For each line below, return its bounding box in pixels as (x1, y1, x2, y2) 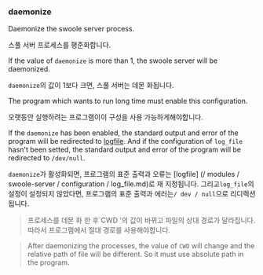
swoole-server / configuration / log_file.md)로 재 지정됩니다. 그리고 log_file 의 (8, 179, 254, 189)
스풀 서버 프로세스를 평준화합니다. (8, 40, 111, 49)
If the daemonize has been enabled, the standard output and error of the (8, 128, 239, 137)
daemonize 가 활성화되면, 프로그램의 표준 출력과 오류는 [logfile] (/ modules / (8, 170, 239, 179)
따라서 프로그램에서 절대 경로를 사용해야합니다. (27, 225, 171, 235)
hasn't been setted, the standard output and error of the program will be (8, 145, 242, 155)
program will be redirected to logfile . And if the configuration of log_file (8, 137, 243, 146)
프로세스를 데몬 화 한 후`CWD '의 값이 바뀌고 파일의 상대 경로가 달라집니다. (27, 215, 256, 225)
